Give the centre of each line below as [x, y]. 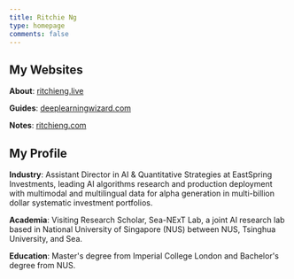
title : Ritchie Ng [43, 17]
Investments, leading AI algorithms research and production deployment [141, 184]
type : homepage [37, 26]
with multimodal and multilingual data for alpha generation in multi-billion [142, 193]
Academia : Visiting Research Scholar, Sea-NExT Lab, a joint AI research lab [147, 220]
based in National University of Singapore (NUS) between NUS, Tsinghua [143, 229]
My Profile [39, 153]
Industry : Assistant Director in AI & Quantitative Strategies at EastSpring [141, 174]
